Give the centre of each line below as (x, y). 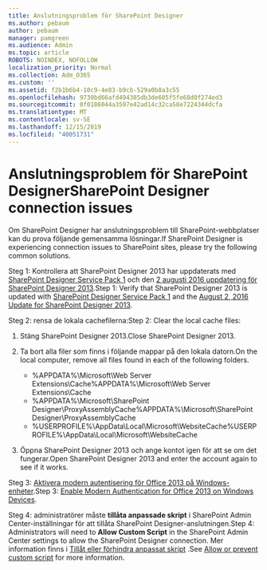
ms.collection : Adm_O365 (49, 75)
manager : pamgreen (39, 38)
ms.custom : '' (32, 82)
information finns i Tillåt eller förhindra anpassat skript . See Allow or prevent (133, 548)
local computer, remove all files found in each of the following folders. (134, 359)
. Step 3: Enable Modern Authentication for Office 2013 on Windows (143, 491)
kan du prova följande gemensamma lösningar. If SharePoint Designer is (126, 238)
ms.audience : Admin (41, 46)
